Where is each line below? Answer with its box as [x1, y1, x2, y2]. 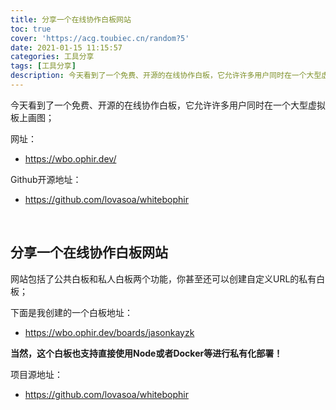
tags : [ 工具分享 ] [10, 61, 77, 71]
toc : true [10, 24, 52, 34]
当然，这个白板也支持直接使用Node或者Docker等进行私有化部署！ [10, 347, 283, 359]
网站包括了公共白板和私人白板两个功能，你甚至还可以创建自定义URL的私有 [10, 272, 317, 285]
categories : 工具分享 [10, 52, 95, 62]
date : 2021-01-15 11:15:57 [10, 42, 123, 53]
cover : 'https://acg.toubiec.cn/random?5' [10, 33, 190, 43]
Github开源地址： [10, 173, 82, 185]
